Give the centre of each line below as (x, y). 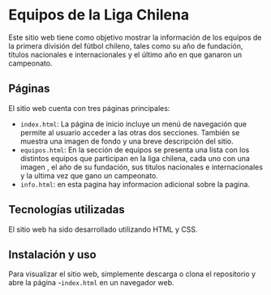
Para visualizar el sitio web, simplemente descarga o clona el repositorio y (132, 274)
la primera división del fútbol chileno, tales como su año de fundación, (126, 45)
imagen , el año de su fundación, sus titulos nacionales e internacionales (142, 167)
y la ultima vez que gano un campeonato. (89, 175)
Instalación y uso (52, 254)
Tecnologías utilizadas (67, 209)
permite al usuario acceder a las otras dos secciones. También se (130, 132)
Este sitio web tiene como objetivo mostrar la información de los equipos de (135, 37)
